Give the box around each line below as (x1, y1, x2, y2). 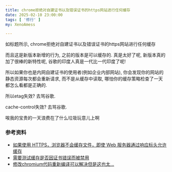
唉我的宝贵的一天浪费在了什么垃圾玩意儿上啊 (5, 115, 100, 121)
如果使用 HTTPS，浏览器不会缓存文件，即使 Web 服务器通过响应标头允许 (12, 142, 167, 148)
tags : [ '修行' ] (5, 17, 41, 22)
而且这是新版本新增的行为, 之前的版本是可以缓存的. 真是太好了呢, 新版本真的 (5, 52, 165, 58)
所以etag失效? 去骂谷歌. (5, 93, 56, 99)
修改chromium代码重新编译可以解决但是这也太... (12, 161, 114, 167)
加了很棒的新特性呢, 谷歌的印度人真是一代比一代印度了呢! (5, 59, 126, 65)
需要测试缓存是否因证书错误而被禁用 (12, 155, 90, 161)
